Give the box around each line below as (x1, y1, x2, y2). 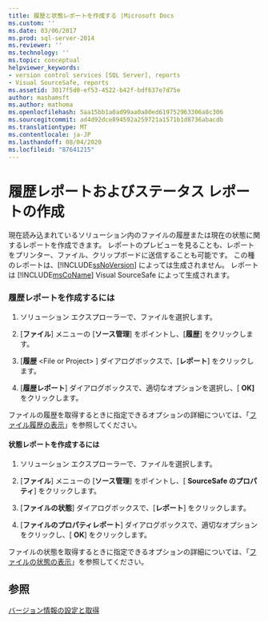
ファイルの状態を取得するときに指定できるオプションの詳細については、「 (8, 547, 250, 556)
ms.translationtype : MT (8, 123, 88, 131)
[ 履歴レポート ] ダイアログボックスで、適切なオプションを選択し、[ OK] (19, 383, 255, 393)
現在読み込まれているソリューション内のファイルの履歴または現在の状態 (8, 230, 246, 240)
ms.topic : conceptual (8, 57, 81, 65)
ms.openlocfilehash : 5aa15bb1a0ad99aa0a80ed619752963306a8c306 (8, 109, 224, 117)
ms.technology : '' (8, 49, 70, 57)
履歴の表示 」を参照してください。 (29, 420, 142, 429)
